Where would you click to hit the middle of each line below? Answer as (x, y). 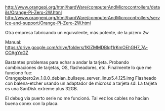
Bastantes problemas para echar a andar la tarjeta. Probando (67, 62)
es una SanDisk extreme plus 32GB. (41, 88)
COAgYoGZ (17, 53)
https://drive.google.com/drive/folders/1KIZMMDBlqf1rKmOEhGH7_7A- (77, 47)
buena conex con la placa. (32, 103)
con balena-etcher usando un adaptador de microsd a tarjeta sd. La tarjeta (81, 83)
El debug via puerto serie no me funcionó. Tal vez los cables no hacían (77, 98)
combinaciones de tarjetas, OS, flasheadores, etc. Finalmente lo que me (78, 67)
